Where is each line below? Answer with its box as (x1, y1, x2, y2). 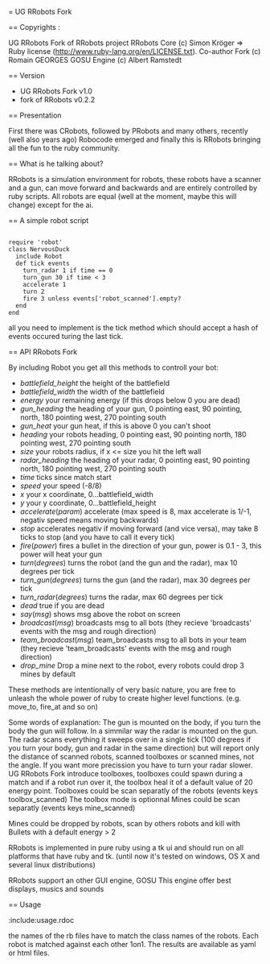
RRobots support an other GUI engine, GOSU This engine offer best (8, 875, 231, 885)
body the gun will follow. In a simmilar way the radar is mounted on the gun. (8, 726, 259, 735)
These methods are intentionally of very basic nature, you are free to (8, 685, 235, 694)
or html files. (8, 948, 50, 958)
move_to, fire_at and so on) (8, 702, 99, 711)
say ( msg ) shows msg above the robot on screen (19, 610, 181, 619)
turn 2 (22, 288, 45, 296)
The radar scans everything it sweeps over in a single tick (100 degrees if (8, 734, 252, 744)
